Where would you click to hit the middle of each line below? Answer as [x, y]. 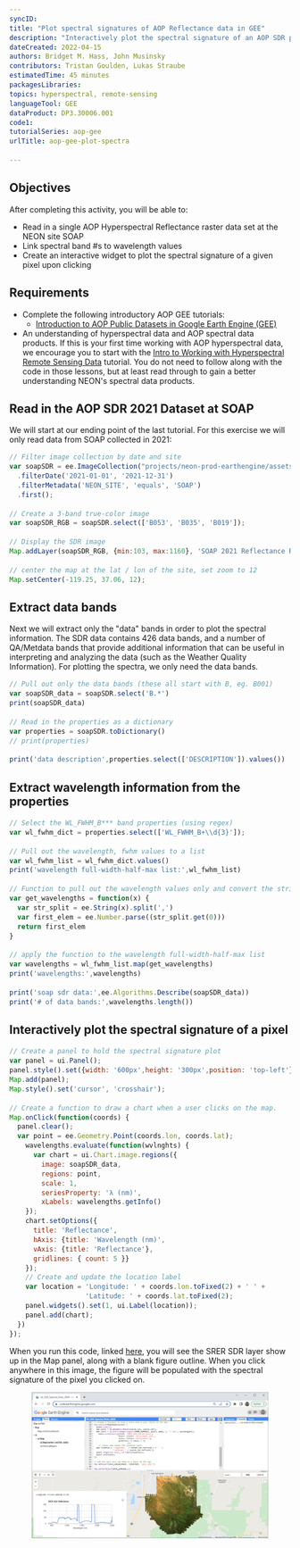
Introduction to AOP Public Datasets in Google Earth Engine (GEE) [156, 324]
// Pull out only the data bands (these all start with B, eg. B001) [142, 684]
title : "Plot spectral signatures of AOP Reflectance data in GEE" [137, 28]
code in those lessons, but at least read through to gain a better [139, 371]
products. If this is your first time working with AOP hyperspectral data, [153, 343]
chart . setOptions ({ [62, 1221]
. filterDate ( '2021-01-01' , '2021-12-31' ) [96, 476]
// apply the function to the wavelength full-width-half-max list [137, 955]
